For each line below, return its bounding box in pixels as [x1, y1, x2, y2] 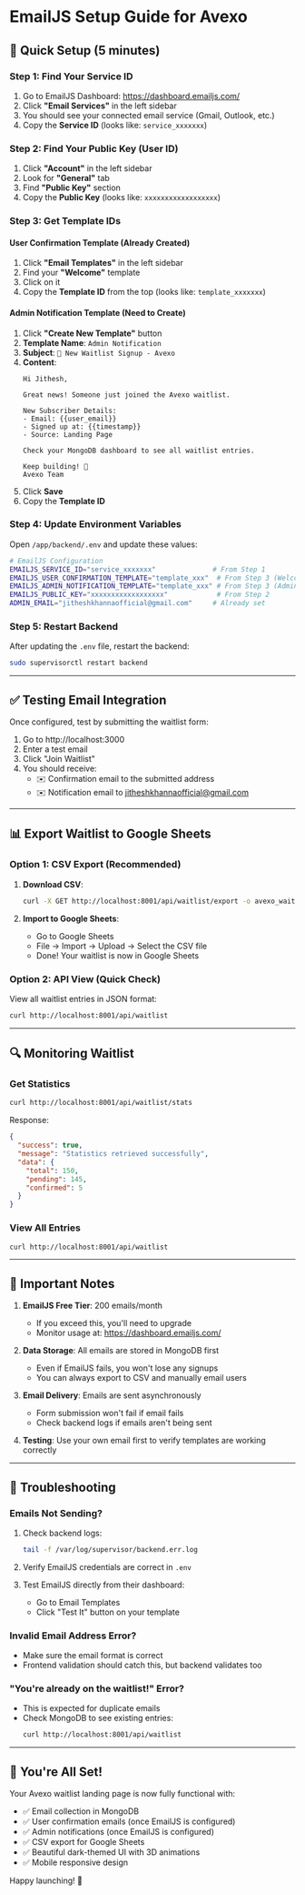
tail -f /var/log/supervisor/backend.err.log [22, 1545, 198, 1554]
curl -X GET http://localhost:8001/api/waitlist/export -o [22, 897, 251, 906]
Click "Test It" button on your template [35, 1606, 180, 1617]
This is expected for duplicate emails [22, 1703, 161, 1714]
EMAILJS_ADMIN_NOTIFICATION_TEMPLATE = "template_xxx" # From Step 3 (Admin [9, 582, 299, 591]
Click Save [22, 485, 64, 497]
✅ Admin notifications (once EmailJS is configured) [22, 1827, 215, 1838]
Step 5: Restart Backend [9, 620, 119, 633]
